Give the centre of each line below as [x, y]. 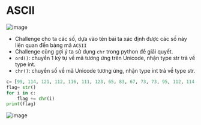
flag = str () [21, 87]
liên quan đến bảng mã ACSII [51, 45]
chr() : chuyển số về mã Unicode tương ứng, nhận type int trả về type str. [105, 70]
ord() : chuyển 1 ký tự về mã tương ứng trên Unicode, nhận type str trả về [105, 58]
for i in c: [21, 93]
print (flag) [21, 104]
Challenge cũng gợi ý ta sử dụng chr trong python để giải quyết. [94, 51]
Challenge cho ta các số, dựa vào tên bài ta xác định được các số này [101, 38]
